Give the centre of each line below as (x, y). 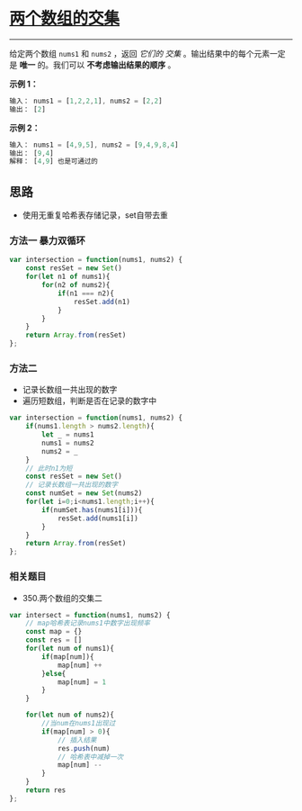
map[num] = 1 (81, 682)
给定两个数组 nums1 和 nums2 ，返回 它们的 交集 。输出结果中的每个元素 (140, 53)
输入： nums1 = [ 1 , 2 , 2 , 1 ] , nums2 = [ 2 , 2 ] (86, 101)
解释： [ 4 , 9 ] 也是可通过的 (54, 162)
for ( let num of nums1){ (70, 649)
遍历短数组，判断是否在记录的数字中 (89, 401)
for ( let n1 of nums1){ (68, 277)
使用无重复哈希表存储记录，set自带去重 (95, 215)
